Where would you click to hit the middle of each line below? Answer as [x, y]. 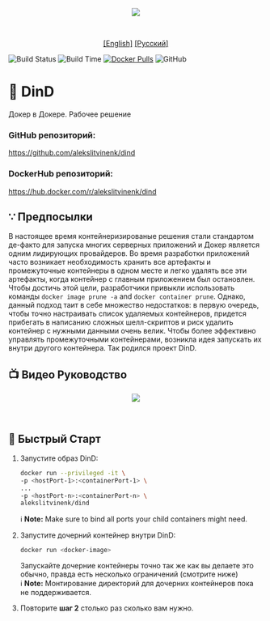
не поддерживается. [55, 593]
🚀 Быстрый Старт [55, 438]
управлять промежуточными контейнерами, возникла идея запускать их [135, 339]
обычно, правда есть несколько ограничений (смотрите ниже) [129, 574]
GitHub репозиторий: [52, 135]
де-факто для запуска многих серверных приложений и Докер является [134, 245]
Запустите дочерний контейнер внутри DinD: [98, 535]
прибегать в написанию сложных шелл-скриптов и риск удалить [121, 322]
